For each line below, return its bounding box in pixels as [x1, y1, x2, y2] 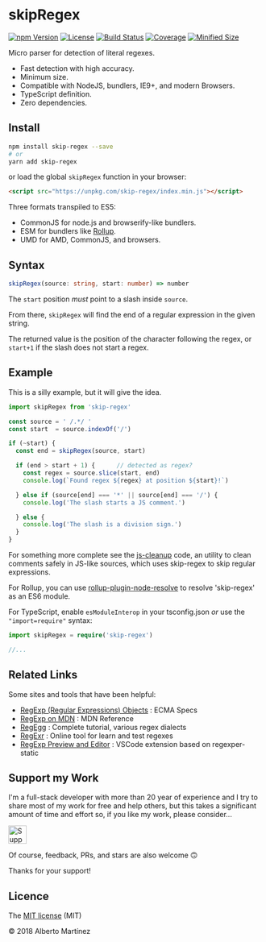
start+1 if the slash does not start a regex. [8, 342, 149, 352]
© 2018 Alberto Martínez [8, 927, 91, 936]
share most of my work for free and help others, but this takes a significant [8, 801, 256, 811]
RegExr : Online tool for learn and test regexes [19, 731, 173, 741]
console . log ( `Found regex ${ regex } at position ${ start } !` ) [23, 476, 229, 484]
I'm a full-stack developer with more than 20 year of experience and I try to [8, 792, 258, 803]
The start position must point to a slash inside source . [8, 294, 189, 304]
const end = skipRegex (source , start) [15, 447, 147, 455]
